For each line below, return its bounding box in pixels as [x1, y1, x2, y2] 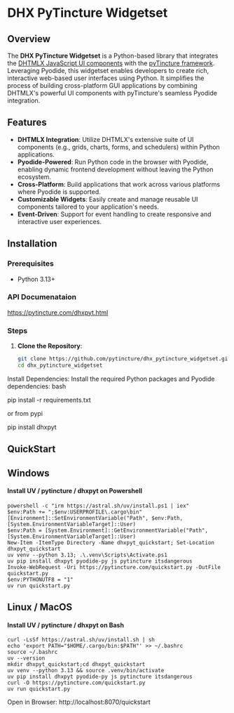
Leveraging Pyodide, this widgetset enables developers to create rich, [7, 67, 209, 74]
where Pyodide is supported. [17, 188, 102, 196]
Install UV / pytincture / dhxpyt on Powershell [7, 487, 142, 495]
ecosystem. [17, 172, 51, 181]
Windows [7, 467, 50, 479]
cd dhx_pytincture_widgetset [17, 362, 103, 369]
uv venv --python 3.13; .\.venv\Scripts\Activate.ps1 [7, 551, 168, 558]
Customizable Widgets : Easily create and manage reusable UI [17, 195, 198, 203]
